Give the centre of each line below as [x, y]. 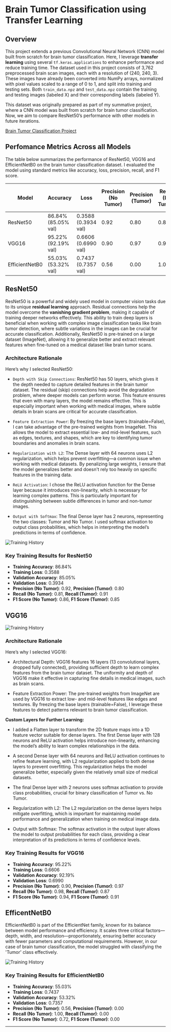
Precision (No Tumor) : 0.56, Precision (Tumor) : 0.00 [68, 1008]
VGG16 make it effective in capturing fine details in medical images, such [89, 678]
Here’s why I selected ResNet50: [39, 369]
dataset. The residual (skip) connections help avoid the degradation [83, 390]
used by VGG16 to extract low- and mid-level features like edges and [85, 699]
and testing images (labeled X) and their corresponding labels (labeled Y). [83, 95]
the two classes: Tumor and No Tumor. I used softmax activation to [83, 522]
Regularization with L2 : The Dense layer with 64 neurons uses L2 [83, 453]
